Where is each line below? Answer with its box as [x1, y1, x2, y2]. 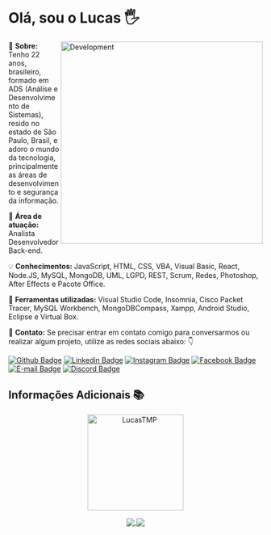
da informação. [8, 196, 59, 205]
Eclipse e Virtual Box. [8, 311, 79, 322]
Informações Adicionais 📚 [8, 388, 145, 402]
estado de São [8, 127, 56, 137]
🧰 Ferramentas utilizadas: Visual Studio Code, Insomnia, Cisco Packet [8, 294, 244, 304]
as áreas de [8, 170, 48, 179]
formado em [8, 75, 50, 85]
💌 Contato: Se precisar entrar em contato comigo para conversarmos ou [8, 327, 250, 337]
